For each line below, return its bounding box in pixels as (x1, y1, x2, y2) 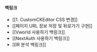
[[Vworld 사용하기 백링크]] (12, 29, 65, 35)
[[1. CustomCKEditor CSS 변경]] (12, 16, 78, 22)
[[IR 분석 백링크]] (12, 41, 46, 47)
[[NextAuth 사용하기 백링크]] (12, 35, 70, 41)
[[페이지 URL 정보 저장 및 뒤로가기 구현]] (12, 23, 92, 29)
